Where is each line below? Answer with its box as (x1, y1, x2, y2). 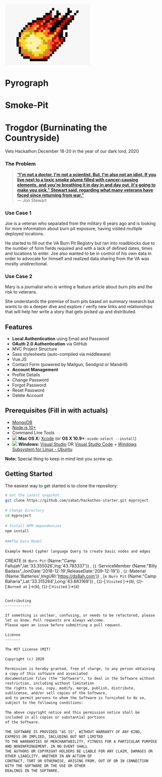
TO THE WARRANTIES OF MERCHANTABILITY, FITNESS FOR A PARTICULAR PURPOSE (5, 739, 158, 744)
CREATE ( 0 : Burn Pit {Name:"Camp (5, 558, 76, 564)
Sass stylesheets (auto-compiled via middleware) (12, 351, 111, 357)
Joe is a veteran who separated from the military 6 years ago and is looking (5, 220, 156, 226)
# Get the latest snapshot (5, 493, 60, 497)
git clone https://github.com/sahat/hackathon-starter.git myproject (5, 498, 149, 503)
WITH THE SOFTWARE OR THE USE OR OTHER (5, 763, 86, 768)
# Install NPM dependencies (5, 523, 62, 528)
